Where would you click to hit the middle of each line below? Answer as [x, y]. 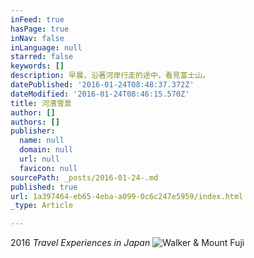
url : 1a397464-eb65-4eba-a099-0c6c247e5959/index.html [127, 196]
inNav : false [37, 38]
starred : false [42, 57]
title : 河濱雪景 [41, 103]
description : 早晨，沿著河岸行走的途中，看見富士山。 [110, 76]
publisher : [33, 131]
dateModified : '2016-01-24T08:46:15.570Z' [100, 94]
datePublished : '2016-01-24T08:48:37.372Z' [102, 85]
